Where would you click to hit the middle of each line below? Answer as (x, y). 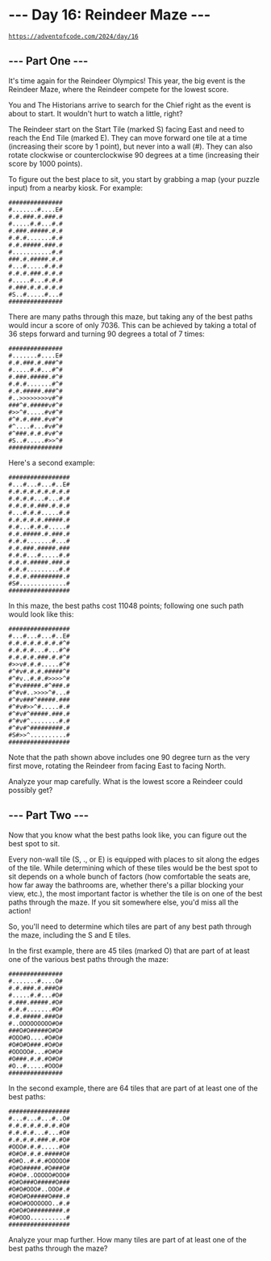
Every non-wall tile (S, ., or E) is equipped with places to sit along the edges (134, 859)
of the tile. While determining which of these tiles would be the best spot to (133, 867)
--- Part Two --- (49, 815)
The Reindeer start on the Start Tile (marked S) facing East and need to (126, 129)
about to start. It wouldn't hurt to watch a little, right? (96, 113)
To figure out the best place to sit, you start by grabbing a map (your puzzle (134, 179)
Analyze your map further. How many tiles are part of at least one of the (128, 1239)
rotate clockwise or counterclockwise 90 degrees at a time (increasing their (134, 154)
